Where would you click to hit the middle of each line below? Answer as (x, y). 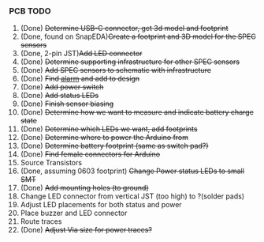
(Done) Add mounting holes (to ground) (84, 188)
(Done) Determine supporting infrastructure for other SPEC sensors (130, 62)
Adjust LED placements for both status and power (101, 205)
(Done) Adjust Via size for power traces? (86, 230)
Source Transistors (51, 163)
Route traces (41, 221)
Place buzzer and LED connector (74, 213)
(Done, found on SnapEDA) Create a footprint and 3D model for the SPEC (138, 36)
